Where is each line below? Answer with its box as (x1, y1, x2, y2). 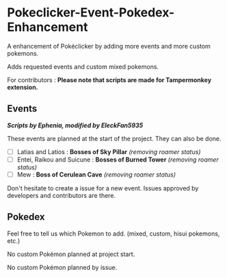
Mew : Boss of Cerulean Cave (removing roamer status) (16, 170, 176, 179)
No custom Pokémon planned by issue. (7, 263, 118, 271)
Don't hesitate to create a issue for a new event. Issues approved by (7, 184, 199, 192)
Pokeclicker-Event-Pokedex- (7, 5, 175, 21)
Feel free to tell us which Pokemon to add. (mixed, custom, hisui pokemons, (7, 229, 220, 238)
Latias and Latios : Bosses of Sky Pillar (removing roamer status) (16, 147, 201, 155)
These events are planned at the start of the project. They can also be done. (7, 134, 222, 142)
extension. (7, 83, 39, 91)
